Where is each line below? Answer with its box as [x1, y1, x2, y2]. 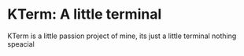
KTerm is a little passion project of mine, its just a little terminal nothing [7, 31, 237, 40]
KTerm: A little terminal [7, 5, 162, 23]
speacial [7, 39, 35, 48]
